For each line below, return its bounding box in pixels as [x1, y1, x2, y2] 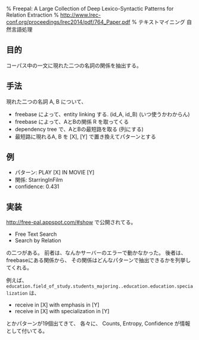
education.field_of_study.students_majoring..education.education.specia [6, 283, 194, 289]
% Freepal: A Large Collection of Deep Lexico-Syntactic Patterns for [6, 5, 174, 12]
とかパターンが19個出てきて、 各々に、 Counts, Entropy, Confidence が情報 [6, 320, 191, 327]
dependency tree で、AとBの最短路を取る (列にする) [14, 125, 144, 133]
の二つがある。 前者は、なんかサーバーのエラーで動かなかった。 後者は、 [6, 249, 186, 257]
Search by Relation [14, 237, 61, 244]
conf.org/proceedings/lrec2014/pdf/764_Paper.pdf [6, 18, 131, 26]
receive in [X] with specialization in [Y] [14, 308, 110, 315]
